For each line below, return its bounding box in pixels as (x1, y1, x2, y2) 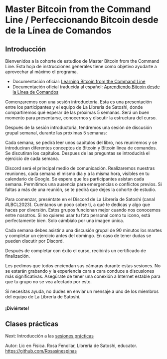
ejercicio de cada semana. (5, 155, 59, 161)
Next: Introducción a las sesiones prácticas (5, 333, 94, 339)
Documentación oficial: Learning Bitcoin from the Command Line (12, 79, 146, 84)
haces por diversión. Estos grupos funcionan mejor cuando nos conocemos (5, 207, 161, 213)
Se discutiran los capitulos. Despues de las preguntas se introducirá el (5, 150, 150, 156)
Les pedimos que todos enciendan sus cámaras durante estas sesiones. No (5, 263, 161, 269)
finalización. (5, 253, 30, 259)
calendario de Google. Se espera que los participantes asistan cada (5, 176, 145, 182)
